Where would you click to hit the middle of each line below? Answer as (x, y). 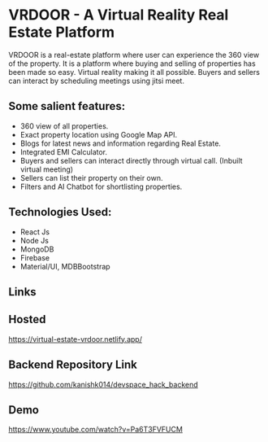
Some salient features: (67, 106)
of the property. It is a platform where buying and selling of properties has (132, 63)
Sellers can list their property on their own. (92, 177)
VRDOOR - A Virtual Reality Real (119, 15)
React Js (35, 232)
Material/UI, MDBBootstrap (65, 266)
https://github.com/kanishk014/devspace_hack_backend (104, 384)
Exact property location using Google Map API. (99, 134)
